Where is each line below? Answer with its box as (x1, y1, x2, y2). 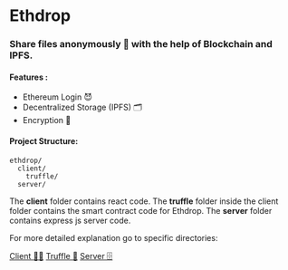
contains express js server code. (9, 215, 131, 226)
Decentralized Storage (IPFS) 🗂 (22, 101, 143, 113)
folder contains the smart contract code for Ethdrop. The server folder (9, 205, 273, 216)
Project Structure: (9, 135, 79, 146)
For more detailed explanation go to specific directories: (9, 232, 218, 243)
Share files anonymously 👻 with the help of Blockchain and (9, 38, 274, 51)
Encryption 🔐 (22, 115, 72, 126)
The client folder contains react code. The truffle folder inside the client (9, 196, 279, 207)
